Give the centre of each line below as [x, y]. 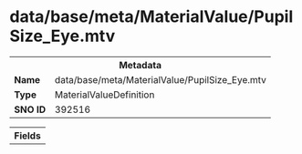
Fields [27, 136]
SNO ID [30, 109]
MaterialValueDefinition [104, 95]
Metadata [140, 65]
